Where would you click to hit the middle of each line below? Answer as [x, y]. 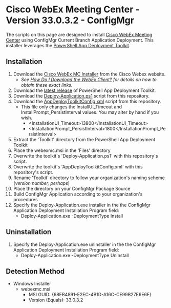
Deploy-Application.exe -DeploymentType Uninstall [75, 255]
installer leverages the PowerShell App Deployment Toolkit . [68, 45]
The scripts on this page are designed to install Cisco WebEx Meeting [79, 34]
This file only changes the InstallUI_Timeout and [71, 107]
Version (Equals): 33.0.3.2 [56, 300]
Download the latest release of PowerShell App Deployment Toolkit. [84, 90]
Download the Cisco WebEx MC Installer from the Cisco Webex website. [89, 74]
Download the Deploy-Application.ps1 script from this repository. [81, 95]
